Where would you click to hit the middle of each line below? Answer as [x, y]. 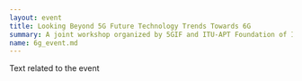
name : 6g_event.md [44, 43]
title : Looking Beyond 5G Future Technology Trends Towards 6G [130, 26]
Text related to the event [55, 68]
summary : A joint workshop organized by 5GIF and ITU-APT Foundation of [148, 34]
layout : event [36, 18]
